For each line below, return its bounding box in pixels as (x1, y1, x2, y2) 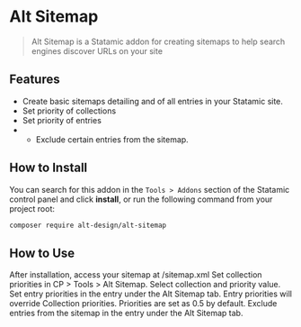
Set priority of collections (22, 105, 117, 116)
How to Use (9, 245, 75, 260)
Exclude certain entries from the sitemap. (35, 133, 189, 145)
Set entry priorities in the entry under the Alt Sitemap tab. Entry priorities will (9, 288, 292, 299)
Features (9, 72, 60, 87)
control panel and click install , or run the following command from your (9, 194, 273, 204)
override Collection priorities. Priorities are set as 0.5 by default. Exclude (9, 298, 278, 309)
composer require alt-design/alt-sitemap (9, 221, 167, 230)
